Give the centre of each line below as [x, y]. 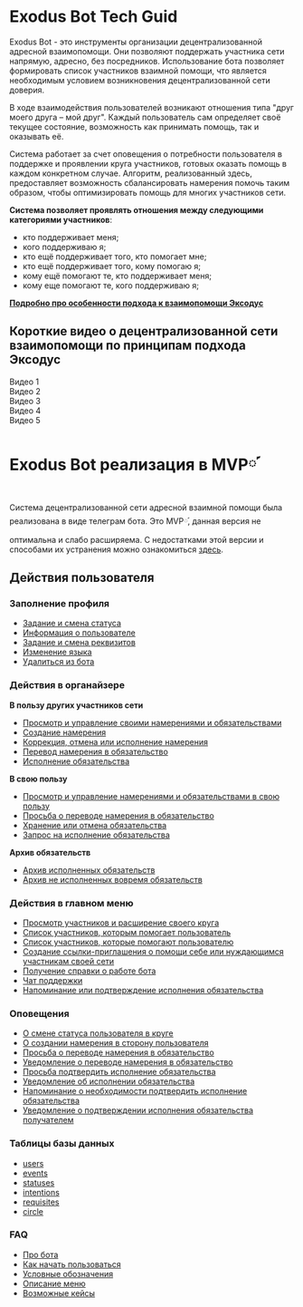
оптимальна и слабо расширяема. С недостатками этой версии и [137, 539]
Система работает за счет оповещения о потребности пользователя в [146, 154]
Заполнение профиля [60, 603]
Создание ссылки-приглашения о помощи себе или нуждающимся [153, 951]
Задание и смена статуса [72, 624]
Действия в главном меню [71, 903]
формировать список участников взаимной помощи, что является [138, 71]
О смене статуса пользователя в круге [98, 1033]
